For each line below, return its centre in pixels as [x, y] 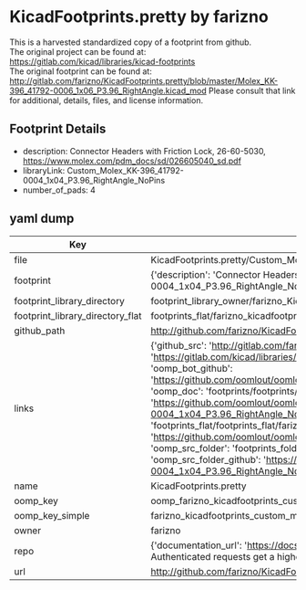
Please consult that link [252, 90]
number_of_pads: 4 [59, 190]
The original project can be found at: [78, 51]
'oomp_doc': [177, 391]
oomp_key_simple [52, 515]
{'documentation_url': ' [199, 545]
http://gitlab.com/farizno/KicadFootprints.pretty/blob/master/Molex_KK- [144, 80]
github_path [40, 331]
